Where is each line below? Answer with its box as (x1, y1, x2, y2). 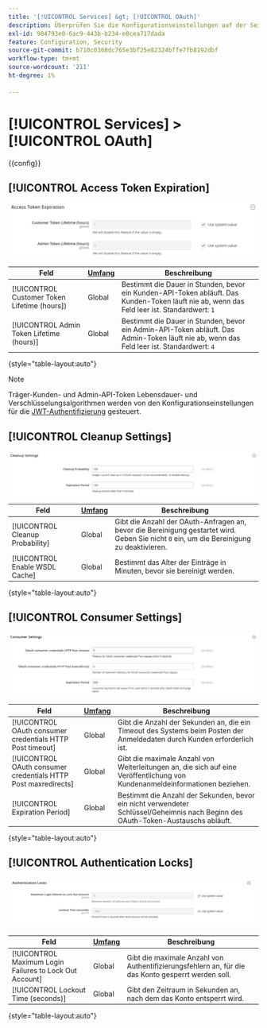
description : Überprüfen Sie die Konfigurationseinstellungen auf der (8, 21, 247, 29)
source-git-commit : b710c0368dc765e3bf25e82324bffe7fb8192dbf (8, 46, 219, 55)
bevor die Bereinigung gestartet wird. (114, 525, 237, 535)
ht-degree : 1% (8, 71, 56, 79)
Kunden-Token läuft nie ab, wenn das (122, 296, 245, 306)
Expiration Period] (11, 807, 71, 817)
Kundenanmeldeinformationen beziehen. (118, 779, 251, 789)
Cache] (11, 570, 36, 580)
